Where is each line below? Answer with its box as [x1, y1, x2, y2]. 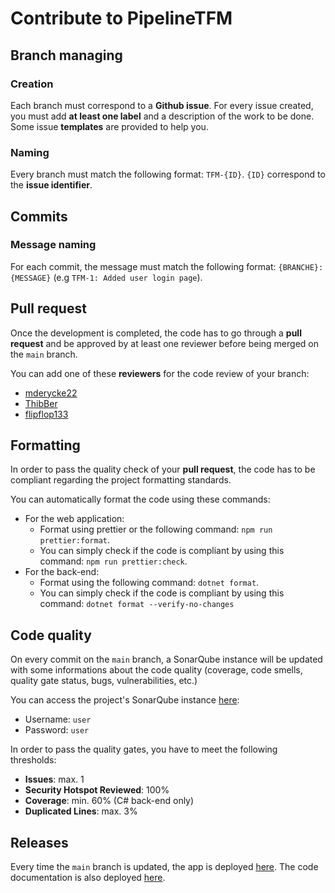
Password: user [24, 724, 90, 736]
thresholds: [10, 754, 57, 766]
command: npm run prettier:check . [39, 555, 188, 567]
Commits [10, 208, 68, 225]
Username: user [24, 713, 92, 726]
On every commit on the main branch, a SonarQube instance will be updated [10, 653, 323, 666]
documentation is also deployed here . [10, 872, 166, 884]
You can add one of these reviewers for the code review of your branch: [10, 367, 310, 379]
